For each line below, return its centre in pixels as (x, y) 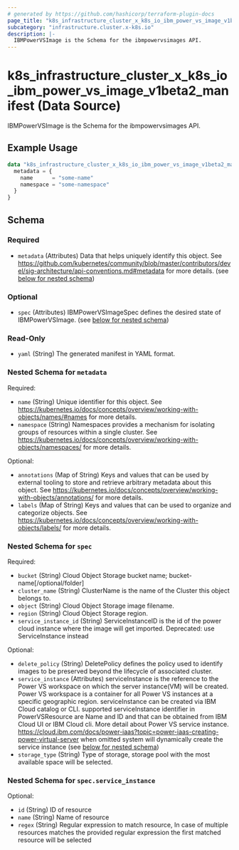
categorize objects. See (52, 512)
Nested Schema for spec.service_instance (81, 780)
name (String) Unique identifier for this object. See (90, 401)
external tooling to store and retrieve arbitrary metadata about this (115, 482)
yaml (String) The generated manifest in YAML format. (96, 354)
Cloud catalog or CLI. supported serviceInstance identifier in (106, 709)
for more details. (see (197, 271)
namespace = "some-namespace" (65, 185)
